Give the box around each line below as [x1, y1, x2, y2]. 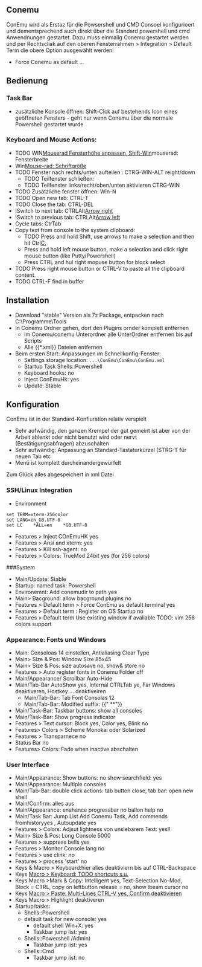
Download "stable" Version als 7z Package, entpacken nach [14, 311, 164, 319]
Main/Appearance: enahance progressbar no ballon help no [14, 806, 163, 813]
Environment [14, 500, 47, 507]
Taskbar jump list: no [33, 954, 85, 962]
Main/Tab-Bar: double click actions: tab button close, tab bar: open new [14, 787, 194, 794]
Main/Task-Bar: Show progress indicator [14, 713, 116, 721]
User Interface [6, 760, 49, 769]
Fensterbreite [14, 155, 49, 163]
